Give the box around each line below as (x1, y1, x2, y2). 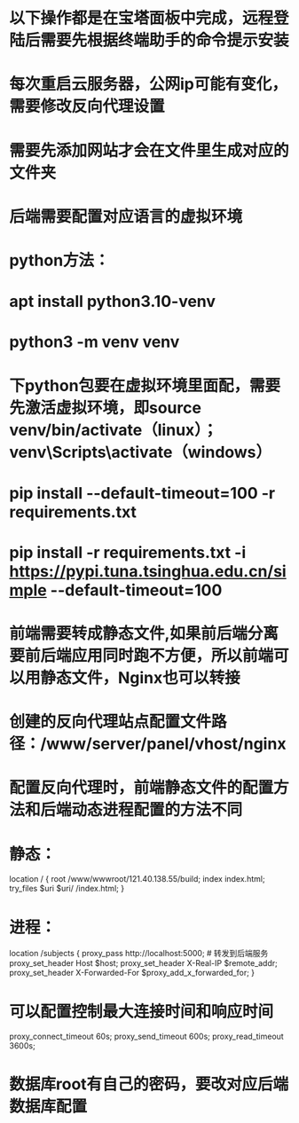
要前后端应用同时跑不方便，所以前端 (9, 646, 274, 666)
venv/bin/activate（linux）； (9, 420, 218, 440)
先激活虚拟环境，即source (9, 397, 202, 418)
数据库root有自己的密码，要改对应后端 (9, 1074, 289, 1095)
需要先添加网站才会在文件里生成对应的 (9, 140, 290, 161)
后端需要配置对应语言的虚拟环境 (9, 206, 243, 226)
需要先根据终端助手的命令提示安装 (40, 30, 290, 51)
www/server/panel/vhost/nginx (45, 734, 287, 754)
